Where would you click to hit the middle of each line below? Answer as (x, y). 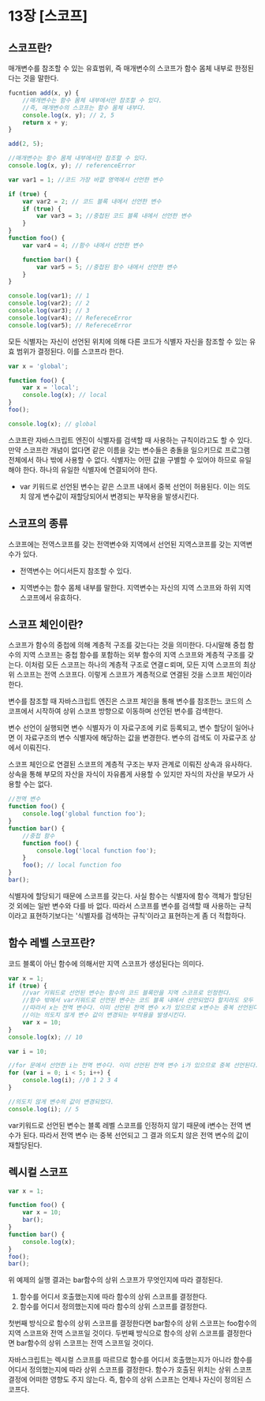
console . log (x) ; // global (52, 424)
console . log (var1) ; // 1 (49, 296)
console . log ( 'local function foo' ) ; (97, 850)
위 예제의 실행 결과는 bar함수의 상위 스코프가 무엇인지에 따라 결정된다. (116, 1280)
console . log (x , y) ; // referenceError (72, 166)
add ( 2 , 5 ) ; (26, 144)
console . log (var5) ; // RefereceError (70, 325)
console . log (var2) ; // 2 (49, 303)
